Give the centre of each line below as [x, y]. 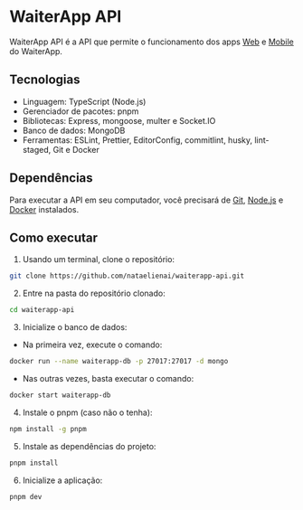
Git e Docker [76, 149]
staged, [37, 149]
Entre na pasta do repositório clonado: [94, 293]
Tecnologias [45, 80]
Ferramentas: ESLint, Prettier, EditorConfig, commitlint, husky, [137, 140]
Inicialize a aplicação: [62, 480]
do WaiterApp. [36, 51]
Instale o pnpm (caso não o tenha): [87, 412]
